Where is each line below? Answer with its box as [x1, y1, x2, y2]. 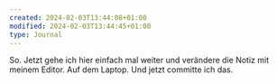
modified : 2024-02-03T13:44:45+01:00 [9, 22, 152, 31]
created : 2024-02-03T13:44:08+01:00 [9, 13, 147, 23]
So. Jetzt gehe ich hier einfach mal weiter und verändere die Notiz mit [9, 55, 269, 66]
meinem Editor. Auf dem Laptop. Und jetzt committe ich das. [9, 64, 234, 75]
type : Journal [9, 30, 63, 39]
